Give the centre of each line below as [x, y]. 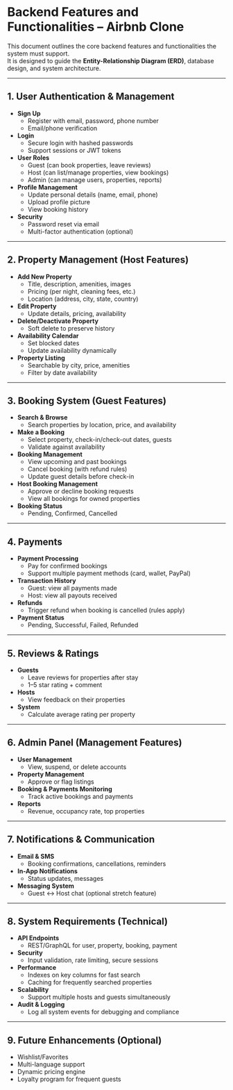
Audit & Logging [41, 1005]
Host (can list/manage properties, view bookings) [98, 172]
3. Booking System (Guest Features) [87, 401]
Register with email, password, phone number [93, 121]
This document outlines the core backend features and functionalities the [112, 46]
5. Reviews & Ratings [53, 653]
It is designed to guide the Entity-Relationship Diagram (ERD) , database [111, 60]
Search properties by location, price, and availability [102, 425]
